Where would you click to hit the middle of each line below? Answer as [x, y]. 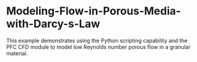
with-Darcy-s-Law [53, 24]
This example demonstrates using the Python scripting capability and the [97, 40]
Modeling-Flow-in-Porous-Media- [94, 11]
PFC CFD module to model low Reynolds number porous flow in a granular [98, 47]
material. [17, 53]
